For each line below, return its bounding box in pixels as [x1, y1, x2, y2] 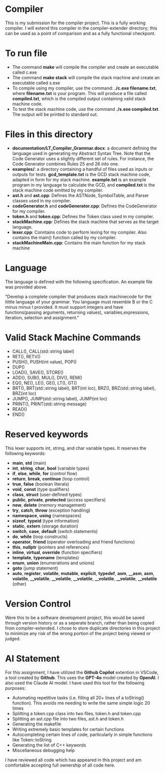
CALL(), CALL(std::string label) [12, 348, 75, 354]
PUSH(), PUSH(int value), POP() [12, 359, 77, 365]
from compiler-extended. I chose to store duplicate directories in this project [5, 625, 160, 631]
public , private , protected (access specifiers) [12, 496, 106, 503]
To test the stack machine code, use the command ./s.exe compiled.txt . [12, 106, 160, 112]
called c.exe [12, 69, 37, 75]
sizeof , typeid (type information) [12, 518, 79, 524]
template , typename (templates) [12, 554, 79, 560]
